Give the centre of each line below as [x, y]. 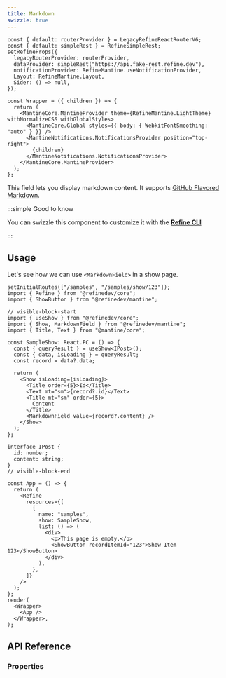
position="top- [186, 137]
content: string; [39, 459]
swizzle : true [28, 20]
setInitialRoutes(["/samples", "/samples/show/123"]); [89, 287]
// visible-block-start [42, 312]
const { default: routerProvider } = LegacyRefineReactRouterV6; [104, 39]
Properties [26, 666]
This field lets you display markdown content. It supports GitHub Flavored [113, 187]
